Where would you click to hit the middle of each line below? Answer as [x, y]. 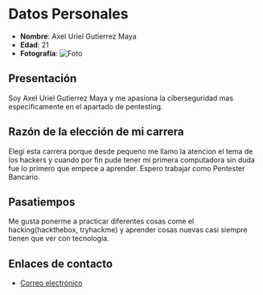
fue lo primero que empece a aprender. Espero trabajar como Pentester [127, 168]
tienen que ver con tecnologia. [59, 239]
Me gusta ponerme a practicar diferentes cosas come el [101, 221]
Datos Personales [68, 14]
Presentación [43, 78]
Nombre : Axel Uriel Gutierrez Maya [78, 36]
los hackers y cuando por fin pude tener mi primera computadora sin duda [132, 160]
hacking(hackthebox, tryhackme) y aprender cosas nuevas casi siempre [128, 230]
